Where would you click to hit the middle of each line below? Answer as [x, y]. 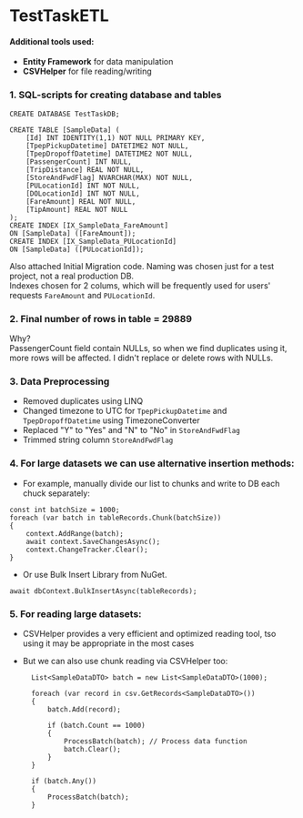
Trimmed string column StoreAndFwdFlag [98, 440]
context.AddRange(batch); [75, 533]
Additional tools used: [52, 41]
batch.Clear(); [92, 749]
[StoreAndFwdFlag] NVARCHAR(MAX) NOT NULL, [110, 177]
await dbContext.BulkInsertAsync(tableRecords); [103, 591]
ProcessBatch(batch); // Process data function [155, 741]
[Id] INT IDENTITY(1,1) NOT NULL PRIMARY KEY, [116, 137]
